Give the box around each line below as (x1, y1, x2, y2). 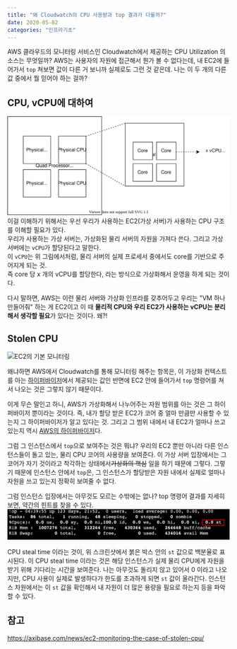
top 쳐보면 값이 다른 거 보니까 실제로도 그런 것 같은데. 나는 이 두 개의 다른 (25, 65, 227, 74)
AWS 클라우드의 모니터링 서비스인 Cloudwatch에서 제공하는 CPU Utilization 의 (7, 47, 226, 56)
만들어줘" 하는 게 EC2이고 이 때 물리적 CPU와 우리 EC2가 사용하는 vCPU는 (7, 303, 213, 311)
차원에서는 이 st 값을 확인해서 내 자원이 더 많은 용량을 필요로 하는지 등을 (14, 582, 213, 591)
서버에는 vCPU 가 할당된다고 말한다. (7, 243, 101, 252)
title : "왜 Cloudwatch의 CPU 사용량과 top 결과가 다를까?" (7, 11, 167, 18)
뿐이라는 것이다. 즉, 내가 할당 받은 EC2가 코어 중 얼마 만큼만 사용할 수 (31, 408, 222, 417)
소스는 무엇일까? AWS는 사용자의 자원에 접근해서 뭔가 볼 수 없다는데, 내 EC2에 (7, 57, 222, 65)
